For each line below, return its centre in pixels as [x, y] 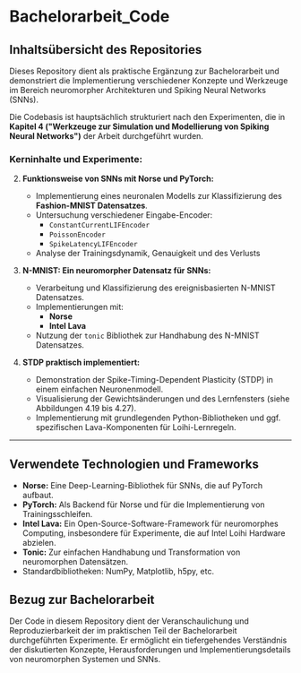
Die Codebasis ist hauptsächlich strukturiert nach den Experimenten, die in [147, 117]
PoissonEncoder [77, 235]
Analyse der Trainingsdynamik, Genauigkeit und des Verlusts [148, 254]
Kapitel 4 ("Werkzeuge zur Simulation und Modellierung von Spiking [139, 126]
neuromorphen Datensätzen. [75, 562]
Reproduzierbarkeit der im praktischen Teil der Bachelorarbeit [123, 630]
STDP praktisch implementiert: [81, 362]
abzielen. [39, 543]
